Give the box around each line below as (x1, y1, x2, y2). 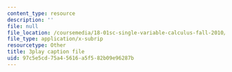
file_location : (7, 29, 51, 36)
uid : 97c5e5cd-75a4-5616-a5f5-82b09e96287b (7, 55, 135, 62)
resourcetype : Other (7, 42, 67, 49)
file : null (7, 23, 39, 29)
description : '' (7, 16, 54, 23)
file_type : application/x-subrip (7, 36, 104, 43)
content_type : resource (7, 10, 76, 17)
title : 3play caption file (7, 49, 85, 56)
